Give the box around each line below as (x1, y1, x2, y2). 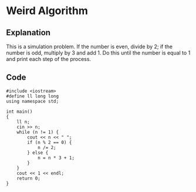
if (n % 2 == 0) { (27, 139, 72, 145)
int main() (6, 109, 33, 114)
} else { (27, 150, 49, 156)
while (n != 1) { (16, 129, 59, 135)
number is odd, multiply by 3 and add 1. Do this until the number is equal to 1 (6, 49, 191, 56)
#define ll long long (6, 93, 59, 99)
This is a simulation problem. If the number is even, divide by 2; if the (6, 43, 173, 50)
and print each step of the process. (6, 56, 92, 62)
